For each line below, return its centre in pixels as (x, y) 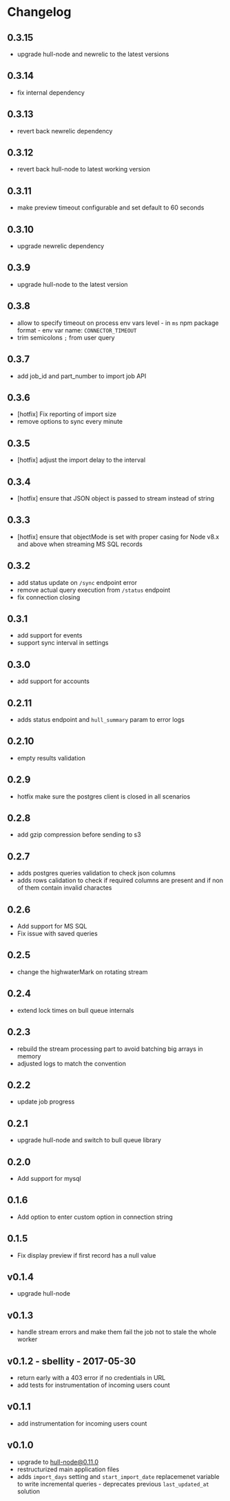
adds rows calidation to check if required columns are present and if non (120, 880)
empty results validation (51, 758)
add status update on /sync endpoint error (77, 582)
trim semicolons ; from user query (66, 337)
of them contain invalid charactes (64, 888)
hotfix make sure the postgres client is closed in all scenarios (104, 796)
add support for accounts (53, 681)
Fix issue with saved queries (57, 933)
